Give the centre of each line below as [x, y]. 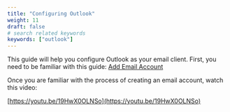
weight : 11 [23, 20]
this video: [22, 88]
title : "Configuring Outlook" [51, 14]
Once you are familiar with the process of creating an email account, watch [115, 80]
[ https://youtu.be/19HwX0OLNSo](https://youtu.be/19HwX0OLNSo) [104, 101]
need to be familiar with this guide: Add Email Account [85, 67]
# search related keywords [46, 33]
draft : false [26, 26]
